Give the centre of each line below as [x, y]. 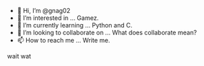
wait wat [19, 56]
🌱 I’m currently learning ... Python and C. [75, 25]
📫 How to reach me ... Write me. [63, 40]
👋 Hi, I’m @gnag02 [44, 11]
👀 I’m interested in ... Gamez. [58, 18]
